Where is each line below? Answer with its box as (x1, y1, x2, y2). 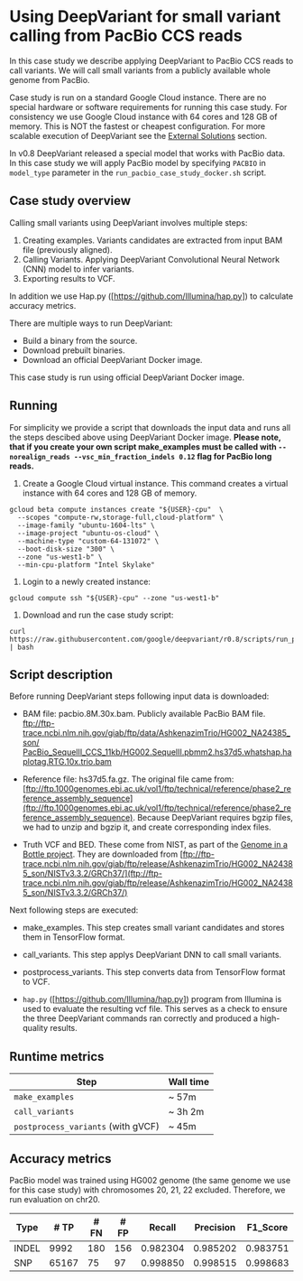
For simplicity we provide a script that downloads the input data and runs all (9, 422, 291, 432)
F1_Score (246, 1221, 289, 1233)
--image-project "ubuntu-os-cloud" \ (17, 528, 160, 538)
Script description (9, 666, 114, 682)
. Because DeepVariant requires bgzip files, (132, 812, 293, 823)
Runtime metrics (9, 1049, 105, 1064)
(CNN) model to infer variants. (22, 264, 135, 274)
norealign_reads (9, 452, 70, 461)
